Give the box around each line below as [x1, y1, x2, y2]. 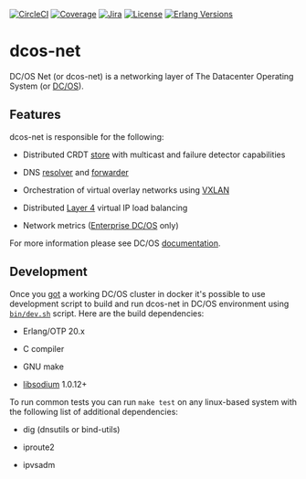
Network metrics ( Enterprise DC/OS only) [22, 219, 179, 230]
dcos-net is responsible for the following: [9, 131, 164, 142]
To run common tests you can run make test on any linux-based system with [9, 396, 298, 407]
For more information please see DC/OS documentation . [9, 238, 221, 249]
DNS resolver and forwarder [22, 166, 130, 177]
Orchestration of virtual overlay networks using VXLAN [22, 184, 230, 196]
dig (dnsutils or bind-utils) [22, 423, 121, 434]
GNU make [22, 361, 64, 372]
